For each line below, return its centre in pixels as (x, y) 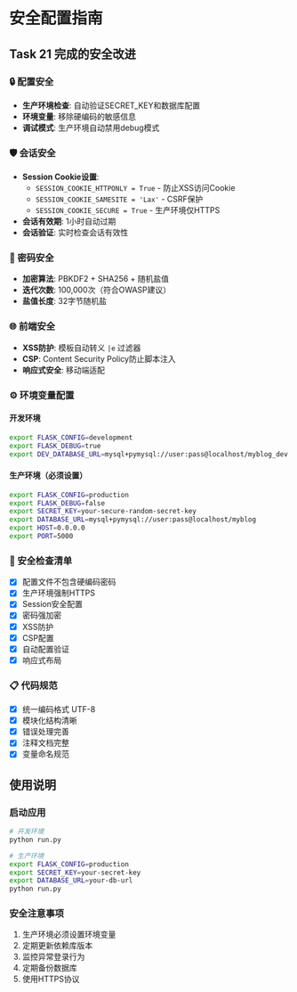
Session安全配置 (52, 604)
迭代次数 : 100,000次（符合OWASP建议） (96, 290)
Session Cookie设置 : (60, 177)
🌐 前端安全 (32, 326)
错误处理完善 (45, 732)
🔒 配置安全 (32, 81)
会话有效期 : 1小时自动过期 (69, 221)
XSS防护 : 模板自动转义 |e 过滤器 (81, 348)
